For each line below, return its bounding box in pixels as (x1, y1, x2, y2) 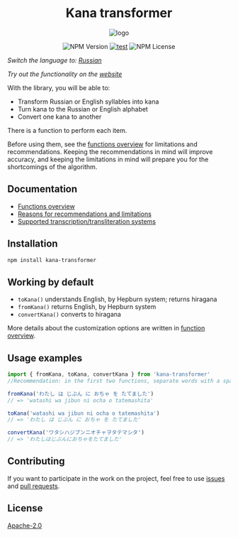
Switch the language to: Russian (7, 55, 102, 65)
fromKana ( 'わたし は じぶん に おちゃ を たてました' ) (7, 390, 154, 397)
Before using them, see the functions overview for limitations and (7, 140, 198, 148)
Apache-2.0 (7, 521, 42, 530)
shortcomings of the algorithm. (7, 162, 98, 171)
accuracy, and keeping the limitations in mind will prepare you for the (7, 155, 209, 163)
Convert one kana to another (17, 112, 102, 121)
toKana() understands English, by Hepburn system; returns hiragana (17, 295, 217, 303)
